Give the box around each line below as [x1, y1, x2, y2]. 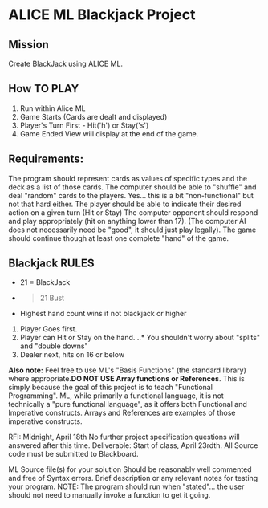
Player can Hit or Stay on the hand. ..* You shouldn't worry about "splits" [19, 333, 261, 343]
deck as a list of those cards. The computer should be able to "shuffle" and [8, 182, 257, 192]
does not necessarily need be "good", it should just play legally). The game [8, 225, 257, 234]
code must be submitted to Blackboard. [8, 449, 139, 459]
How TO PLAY [8, 82, 79, 96]
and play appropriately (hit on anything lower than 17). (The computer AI [8, 216, 246, 226]
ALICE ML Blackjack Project [8, 6, 196, 24]
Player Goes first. [19, 324, 78, 334]
